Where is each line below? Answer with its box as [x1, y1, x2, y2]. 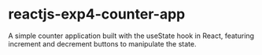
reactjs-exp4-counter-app [8, 5, 186, 23]
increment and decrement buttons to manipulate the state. [8, 39, 197, 48]
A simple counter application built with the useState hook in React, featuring [8, 31, 254, 40]
